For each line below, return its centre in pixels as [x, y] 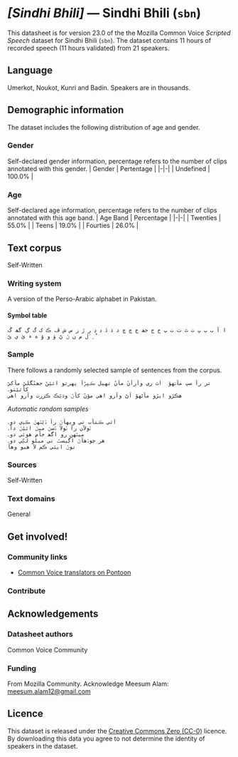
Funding [22, 668]
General [19, 514]
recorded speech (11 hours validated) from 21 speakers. [88, 48]
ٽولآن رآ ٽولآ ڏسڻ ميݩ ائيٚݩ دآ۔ [49, 428]
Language [30, 70]
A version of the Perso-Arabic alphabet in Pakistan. [82, 299]
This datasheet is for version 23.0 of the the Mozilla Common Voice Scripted [119, 33]
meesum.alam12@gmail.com [49, 691]
